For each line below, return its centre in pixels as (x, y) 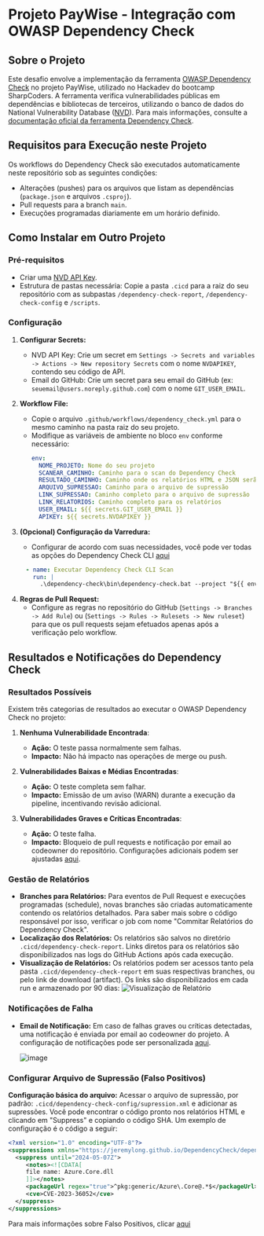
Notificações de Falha (51, 1009)
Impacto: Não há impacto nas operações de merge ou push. (129, 756)
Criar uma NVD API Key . (58, 277)
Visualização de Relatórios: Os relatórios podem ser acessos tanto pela (136, 963)
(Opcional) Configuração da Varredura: (85, 531)
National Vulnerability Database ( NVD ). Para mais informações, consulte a (128, 112)
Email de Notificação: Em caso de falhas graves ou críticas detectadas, (136, 1025)
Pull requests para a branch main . (73, 204)
